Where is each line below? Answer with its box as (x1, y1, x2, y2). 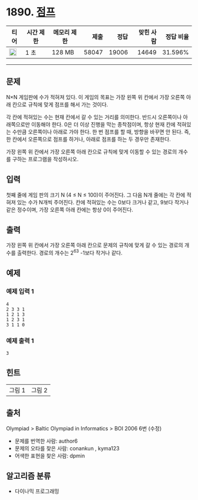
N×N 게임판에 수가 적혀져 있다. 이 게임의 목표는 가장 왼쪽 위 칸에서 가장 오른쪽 (6, 93, 185, 100)
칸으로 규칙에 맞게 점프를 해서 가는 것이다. (12, 101, 108, 108)
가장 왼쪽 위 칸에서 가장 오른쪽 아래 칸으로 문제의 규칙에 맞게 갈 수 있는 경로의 (6, 241, 184, 249)
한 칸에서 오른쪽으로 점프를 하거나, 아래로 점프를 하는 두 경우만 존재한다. (6, 135, 171, 142)
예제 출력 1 (6, 336, 34, 345)
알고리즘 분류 (6, 471, 51, 481)
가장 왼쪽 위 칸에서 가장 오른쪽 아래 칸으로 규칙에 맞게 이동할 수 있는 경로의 (6, 148, 177, 155)
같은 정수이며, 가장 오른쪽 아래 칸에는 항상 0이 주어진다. (6, 206, 134, 213)
